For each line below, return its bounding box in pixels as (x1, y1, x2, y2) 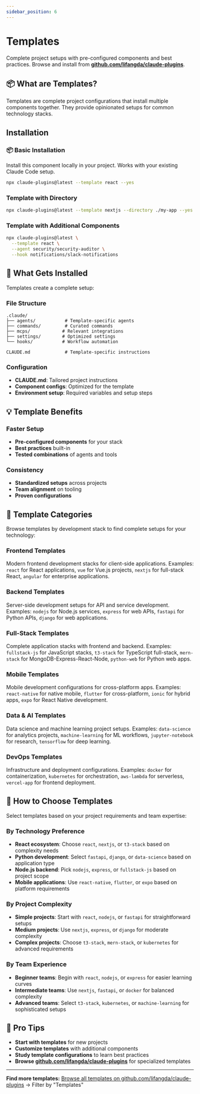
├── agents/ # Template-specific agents (6, 318, 135, 324)
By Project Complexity (6, 900, 73, 908)
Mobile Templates (6, 670, 60, 679)
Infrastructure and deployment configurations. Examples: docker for (6, 766, 172, 773)
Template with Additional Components (6, 222, 120, 230)
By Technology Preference (6, 827, 85, 835)
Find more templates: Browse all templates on (6, 1075, 120, 1082)
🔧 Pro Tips (6, 1023, 45, 1033)
